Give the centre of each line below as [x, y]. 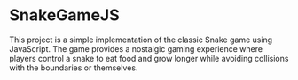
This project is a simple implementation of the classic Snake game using [141, 40]
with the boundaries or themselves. [74, 68]
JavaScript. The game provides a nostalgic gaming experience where [136, 48]
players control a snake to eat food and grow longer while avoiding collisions [149, 58]
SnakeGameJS [64, 15]
